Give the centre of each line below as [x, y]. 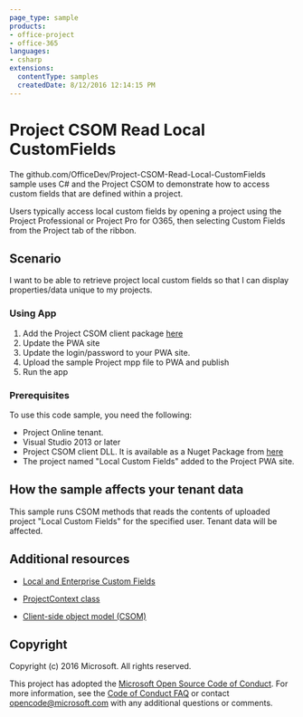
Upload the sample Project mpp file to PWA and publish [126, 362]
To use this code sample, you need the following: [101, 415]
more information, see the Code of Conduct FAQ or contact [119, 693]
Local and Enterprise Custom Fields [89, 581]
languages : [30, 52]
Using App [33, 313]
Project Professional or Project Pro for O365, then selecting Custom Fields [147, 220]
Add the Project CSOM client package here [103, 333]
